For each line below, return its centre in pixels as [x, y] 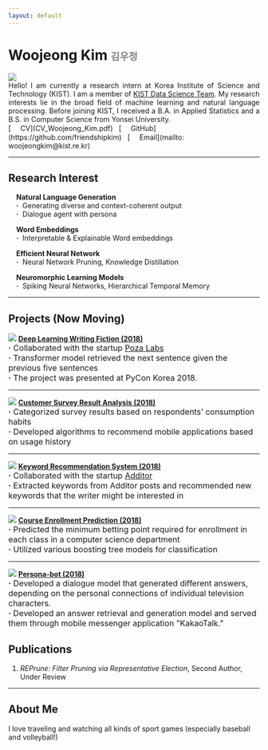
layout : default [35, 16]
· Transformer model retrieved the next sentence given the [118, 358]
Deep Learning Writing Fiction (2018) [81, 339]
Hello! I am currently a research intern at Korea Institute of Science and [134, 85]
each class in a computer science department [95, 539]
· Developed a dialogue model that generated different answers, [128, 583]
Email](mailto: [162, 137]
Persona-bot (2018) [51, 574]
